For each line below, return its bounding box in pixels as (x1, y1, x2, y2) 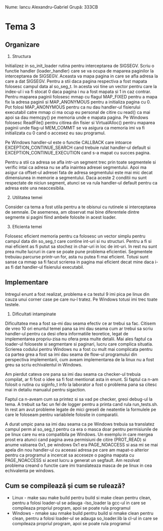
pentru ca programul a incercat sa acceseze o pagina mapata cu (5, 452, 135, 458)
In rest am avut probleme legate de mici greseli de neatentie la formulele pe (5, 406, 157, 412)
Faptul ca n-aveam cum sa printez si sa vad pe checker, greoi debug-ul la (5, 396, 153, 402)
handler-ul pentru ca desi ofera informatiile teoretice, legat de (5, 330, 129, 336)
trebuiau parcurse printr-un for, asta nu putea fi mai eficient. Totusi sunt (5, 254, 149, 259)
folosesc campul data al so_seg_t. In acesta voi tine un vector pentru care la (5, 84, 157, 89)
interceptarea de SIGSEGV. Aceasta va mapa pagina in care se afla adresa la (5, 73, 158, 79)
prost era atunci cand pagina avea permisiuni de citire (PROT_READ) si (5, 437, 146, 442)
